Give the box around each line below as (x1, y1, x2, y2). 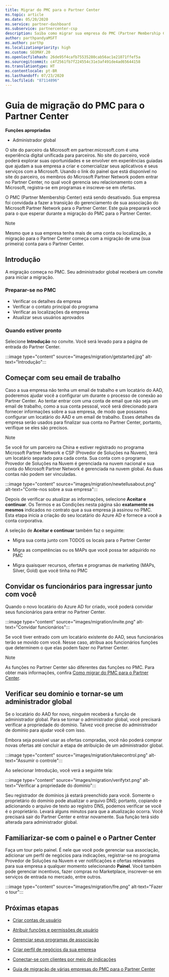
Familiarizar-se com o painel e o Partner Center (5, 833, 156, 842)
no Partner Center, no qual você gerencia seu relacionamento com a (5, 179, 147, 185)
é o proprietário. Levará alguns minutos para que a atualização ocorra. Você (5, 808, 163, 814)
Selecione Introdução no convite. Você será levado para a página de (5, 338, 148, 344)
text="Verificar (5, 782, 36, 788)
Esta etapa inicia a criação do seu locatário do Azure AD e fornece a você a (5, 512, 162, 518)
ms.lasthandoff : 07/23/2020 (5, 73, 64, 78)
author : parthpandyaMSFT (5, 36, 57, 41)
